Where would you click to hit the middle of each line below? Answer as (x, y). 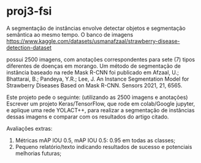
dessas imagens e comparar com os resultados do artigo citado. (88, 117)
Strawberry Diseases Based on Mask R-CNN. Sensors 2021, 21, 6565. (94, 85)
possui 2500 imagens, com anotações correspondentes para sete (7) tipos (100, 59)
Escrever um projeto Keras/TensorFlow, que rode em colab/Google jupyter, (100, 103)
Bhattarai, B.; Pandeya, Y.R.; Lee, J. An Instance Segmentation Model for (98, 79)
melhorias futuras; (38, 153)
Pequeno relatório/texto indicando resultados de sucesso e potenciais (104, 147)
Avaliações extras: (29, 128)
